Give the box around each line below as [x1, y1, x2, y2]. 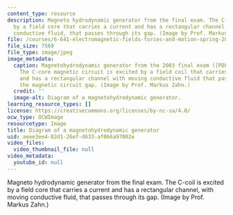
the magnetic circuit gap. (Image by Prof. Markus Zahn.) [19, 81, 191, 88]
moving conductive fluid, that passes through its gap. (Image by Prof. [7, 193, 205, 201]
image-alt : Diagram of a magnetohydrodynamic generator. [13, 95, 182, 102]
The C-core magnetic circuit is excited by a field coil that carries [19, 68, 228, 75]
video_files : [7, 140, 45, 147]
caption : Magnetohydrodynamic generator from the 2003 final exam [13, 62, 209, 69]
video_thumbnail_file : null [13, 146, 95, 153]
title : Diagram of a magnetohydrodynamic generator [7, 127, 159, 134]
